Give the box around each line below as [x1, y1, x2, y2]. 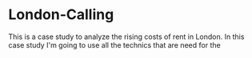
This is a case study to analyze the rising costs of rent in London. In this [8, 32, 245, 41]
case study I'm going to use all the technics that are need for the [8, 40, 222, 49]
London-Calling [8, 6, 114, 24]
